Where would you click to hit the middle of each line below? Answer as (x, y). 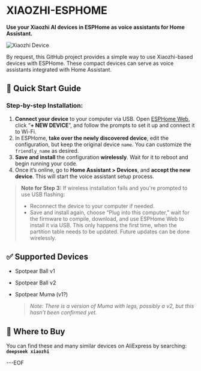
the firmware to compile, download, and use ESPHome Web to (107, 219)
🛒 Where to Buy (36, 331)
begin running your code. (46, 164)
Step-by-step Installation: (45, 106)
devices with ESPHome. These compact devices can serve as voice (90, 63)
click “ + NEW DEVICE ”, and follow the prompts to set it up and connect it (105, 125)
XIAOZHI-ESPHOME (57, 11)
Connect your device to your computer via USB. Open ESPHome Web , (102, 118)
